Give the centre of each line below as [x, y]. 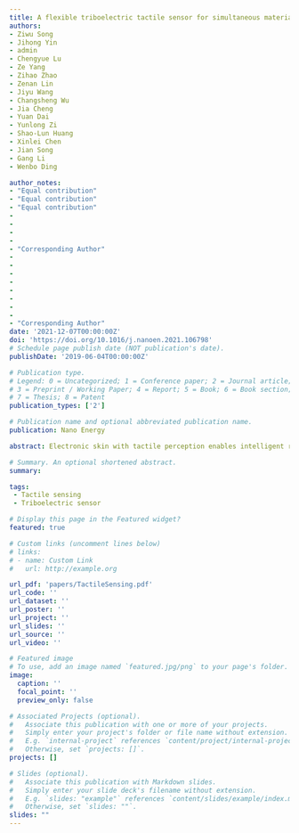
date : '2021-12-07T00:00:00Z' [65, 332]
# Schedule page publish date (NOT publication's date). [117, 348]
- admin [24, 51]
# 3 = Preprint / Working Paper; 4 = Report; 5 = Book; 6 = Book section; [151, 389]
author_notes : [36, 183]
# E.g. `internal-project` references [85, 741]
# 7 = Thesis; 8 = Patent [57, 397]
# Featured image [41, 659]
